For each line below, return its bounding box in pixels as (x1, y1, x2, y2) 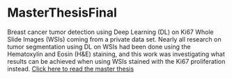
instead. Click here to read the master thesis (7, 64, 134, 73)
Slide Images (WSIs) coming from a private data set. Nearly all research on (7, 35, 222, 43)
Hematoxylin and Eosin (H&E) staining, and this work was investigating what (7, 50, 225, 58)
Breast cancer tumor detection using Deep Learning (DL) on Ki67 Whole (7, 28, 214, 36)
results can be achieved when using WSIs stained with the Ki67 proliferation (7, 57, 226, 65)
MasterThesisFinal (7, 5, 117, 21)
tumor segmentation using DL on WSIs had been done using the (7, 42, 191, 51)
